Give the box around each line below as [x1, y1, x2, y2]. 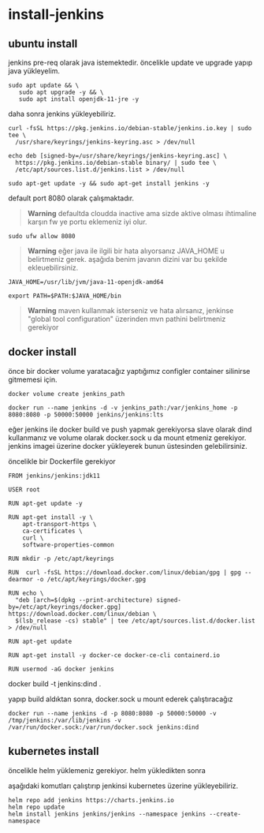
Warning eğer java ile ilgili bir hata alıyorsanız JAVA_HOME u [27, 246, 225, 256]
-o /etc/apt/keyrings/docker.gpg [36, 575, 147, 583]
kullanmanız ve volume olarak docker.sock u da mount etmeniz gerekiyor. [8, 432, 247, 443]
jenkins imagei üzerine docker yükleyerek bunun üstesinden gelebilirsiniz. [8, 441, 248, 450]
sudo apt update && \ [8, 81, 80, 89]
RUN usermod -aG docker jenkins [8, 665, 114, 673]
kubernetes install [8, 745, 99, 758]
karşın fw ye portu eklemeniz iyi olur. [27, 217, 147, 226]
